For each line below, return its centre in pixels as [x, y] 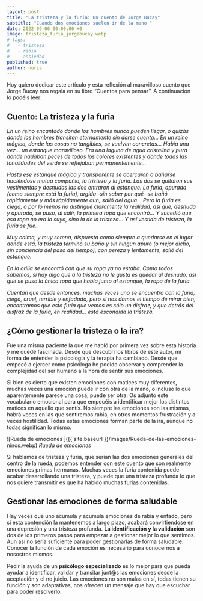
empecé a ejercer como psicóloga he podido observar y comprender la [95, 364]
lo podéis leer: [25, 97]
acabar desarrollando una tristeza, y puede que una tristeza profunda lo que [101, 476]
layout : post [23, 12]
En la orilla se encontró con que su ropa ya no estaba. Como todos [90, 268]
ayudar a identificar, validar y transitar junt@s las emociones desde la [93, 572]
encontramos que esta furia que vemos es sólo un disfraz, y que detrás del [100, 306]
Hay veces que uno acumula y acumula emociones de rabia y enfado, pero [99, 516]
